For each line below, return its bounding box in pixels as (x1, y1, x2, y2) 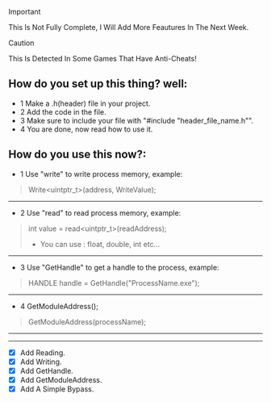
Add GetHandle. (19, 366, 74, 375)
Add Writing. (19, 357, 62, 366)
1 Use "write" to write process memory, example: (19, 169, 183, 178)
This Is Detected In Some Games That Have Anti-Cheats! (8, 54, 198, 63)
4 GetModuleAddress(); (19, 301, 99, 311)
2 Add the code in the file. (19, 107, 106, 116)
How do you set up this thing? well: (8, 77, 188, 91)
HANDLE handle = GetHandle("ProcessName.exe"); (27, 278, 200, 287)
